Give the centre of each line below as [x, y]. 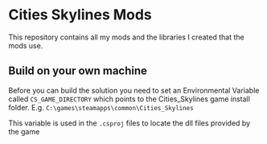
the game [24, 131]
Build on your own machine [78, 71]
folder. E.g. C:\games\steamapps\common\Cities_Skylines [101, 107]
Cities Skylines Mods [80, 15]
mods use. [26, 45]
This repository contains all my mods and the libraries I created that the [126, 37]
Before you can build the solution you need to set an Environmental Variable [134, 90]
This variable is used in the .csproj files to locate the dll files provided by [129, 123]
